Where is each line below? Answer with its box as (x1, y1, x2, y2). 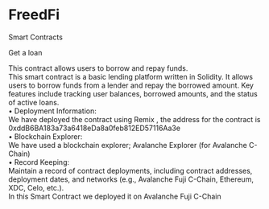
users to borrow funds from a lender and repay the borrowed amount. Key (8, 80, 254, 90)
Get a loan (8, 47, 43, 57)
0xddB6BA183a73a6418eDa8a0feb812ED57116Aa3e (8, 123, 181, 133)
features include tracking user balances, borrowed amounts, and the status (8, 88, 258, 98)
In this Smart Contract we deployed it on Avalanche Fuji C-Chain (8, 191, 221, 201)
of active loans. (8, 97, 60, 107)
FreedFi (8, 6, 60, 24)
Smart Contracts (8, 32, 63, 42)
